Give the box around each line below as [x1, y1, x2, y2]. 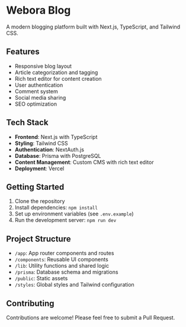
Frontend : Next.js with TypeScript [14, 133, 98, 140]
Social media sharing [14, 94, 66, 101]
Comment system [14, 87, 58, 95]
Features [6, 47, 40, 57]
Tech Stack [6, 118, 49, 128]
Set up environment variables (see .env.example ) [14, 210, 134, 217]
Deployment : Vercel [14, 164, 65, 172]
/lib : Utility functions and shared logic [14, 262, 110, 269]
